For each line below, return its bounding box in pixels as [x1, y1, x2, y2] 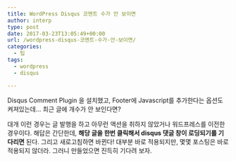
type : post [7, 23, 39, 30]
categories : [7, 43, 42, 50]
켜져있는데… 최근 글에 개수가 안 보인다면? [7, 105, 121, 113]
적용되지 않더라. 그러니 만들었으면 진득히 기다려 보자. [7, 146, 152, 155]
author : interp [7, 17, 52, 24]
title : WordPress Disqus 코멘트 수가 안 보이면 [7, 10, 136, 18]
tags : [7, 56, 23, 64]
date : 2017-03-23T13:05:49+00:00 [7, 30, 106, 37]
